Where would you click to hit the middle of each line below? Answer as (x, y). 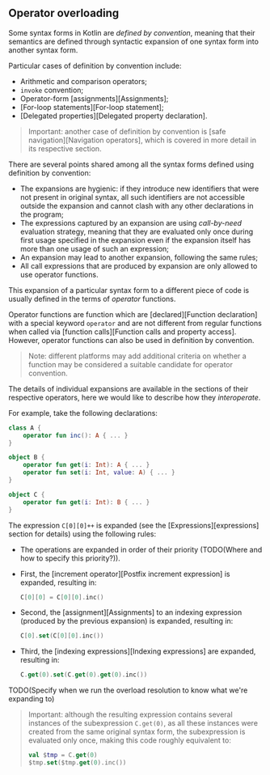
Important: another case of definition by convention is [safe (127, 131)
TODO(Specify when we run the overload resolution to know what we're (128, 690)
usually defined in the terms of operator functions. (92, 299)
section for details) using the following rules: (82, 534)
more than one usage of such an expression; (95, 248)
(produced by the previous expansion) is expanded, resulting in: (127, 621)
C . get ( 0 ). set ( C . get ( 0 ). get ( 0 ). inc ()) (84, 675)
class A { (25, 428)
